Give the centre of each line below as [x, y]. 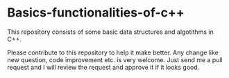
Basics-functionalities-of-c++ [96, 13]
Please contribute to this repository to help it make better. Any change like [113, 52]
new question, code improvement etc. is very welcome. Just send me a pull [115, 59]
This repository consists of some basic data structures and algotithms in [110, 32]
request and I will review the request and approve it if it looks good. [103, 67]
